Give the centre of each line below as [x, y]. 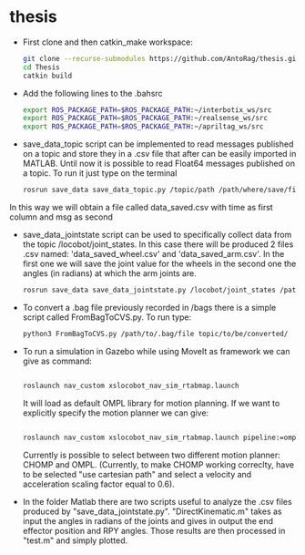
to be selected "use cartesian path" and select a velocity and [137, 474]
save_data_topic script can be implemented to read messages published [158, 144]
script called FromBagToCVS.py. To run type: [107, 317]
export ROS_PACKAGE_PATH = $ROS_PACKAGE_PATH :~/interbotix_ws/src [147, 110]
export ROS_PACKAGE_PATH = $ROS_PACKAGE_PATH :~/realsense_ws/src [145, 118]
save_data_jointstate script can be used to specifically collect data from [157, 235]
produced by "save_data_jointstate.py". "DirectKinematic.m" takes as [152, 511]
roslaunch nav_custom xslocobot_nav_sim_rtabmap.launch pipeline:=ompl [161, 437]
